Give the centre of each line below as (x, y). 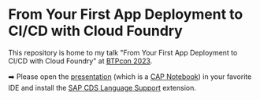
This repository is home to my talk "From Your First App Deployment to (123, 52)
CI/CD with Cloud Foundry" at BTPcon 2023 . (80, 61)
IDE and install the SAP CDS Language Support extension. (102, 87)
